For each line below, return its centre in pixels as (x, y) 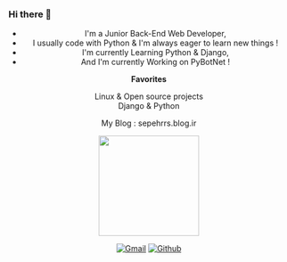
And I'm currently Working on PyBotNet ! (156, 62)
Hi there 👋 (30, 14)
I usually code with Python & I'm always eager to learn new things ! (155, 43)
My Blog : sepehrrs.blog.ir (149, 123)
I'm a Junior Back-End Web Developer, (156, 34)
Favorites (149, 79)
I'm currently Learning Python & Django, (156, 53)
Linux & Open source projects (149, 96)
